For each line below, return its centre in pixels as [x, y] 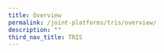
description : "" [35, 30]
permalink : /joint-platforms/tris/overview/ [82, 23]
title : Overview [35, 15]
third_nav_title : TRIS [45, 37]
